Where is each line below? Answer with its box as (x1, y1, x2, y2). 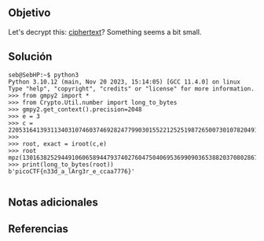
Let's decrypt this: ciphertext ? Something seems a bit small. (8, 27, 202, 36)
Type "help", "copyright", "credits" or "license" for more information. (8, 84, 255, 93)
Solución (8, 50, 53, 64)
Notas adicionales (8, 196, 98, 209)
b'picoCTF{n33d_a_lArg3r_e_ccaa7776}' (8, 167, 135, 176)
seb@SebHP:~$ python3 (8, 71, 79, 79)
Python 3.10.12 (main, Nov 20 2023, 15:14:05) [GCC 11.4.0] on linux (8, 78, 241, 86)
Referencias (8, 222, 69, 235)
